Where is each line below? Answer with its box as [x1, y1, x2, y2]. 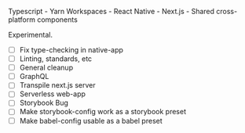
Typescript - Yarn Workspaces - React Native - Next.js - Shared [8, 7, 214, 16]
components [36, 15, 79, 24]
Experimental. [8, 31, 53, 39]
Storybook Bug [19, 98, 69, 108]
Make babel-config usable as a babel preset [19, 116, 163, 125]
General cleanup [19, 63, 73, 73]
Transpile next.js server [19, 81, 96, 90]
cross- [215, 7, 238, 16]
